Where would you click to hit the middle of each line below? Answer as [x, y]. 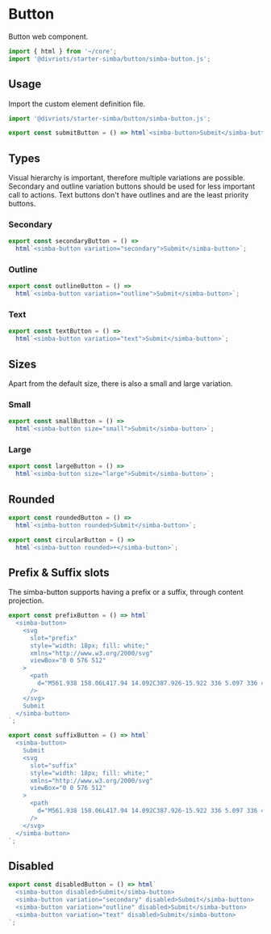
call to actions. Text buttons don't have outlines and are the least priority [129, 195]
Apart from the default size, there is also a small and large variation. [121, 384]
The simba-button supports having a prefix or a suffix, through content [126, 592]
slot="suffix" [54, 766]
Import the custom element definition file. [77, 104]
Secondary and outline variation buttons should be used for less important [132, 186]
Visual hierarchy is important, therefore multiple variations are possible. [127, 178]
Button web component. [48, 36]
